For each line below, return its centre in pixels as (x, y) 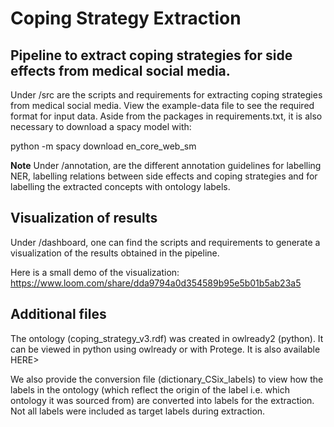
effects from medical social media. (120, 70)
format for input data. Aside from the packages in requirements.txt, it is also (166, 116)
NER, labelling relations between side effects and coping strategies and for (164, 176)
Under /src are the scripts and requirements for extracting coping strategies (166, 95)
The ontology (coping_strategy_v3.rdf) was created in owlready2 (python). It (167, 338)
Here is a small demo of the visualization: (95, 272)
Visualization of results (84, 218)
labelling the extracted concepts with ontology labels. (120, 186)
